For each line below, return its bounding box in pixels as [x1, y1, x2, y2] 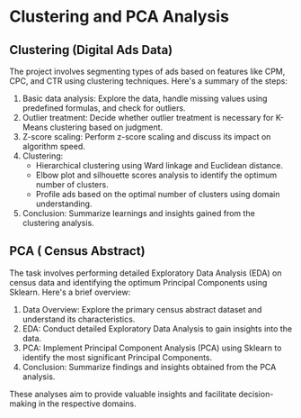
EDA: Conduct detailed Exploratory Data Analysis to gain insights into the [22, 323, 293, 334]
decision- [238, 388, 274, 399]
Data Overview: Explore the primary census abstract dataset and [22, 304, 262, 314]
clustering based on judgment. [49, 122, 164, 132]
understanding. [35, 198, 93, 209]
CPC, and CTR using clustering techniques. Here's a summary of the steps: [9, 76, 288, 86]
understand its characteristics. [22, 313, 136, 324]
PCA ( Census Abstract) [9, 243, 146, 259]
